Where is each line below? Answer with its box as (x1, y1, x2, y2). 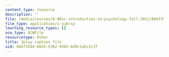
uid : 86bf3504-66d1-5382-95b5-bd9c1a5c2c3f (5, 44, 98, 49)
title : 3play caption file (5, 40, 62, 45)
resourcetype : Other (5, 35, 49, 40)
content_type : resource (5, 7, 55, 12)
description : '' (5, 12, 39, 17)
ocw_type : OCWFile (5, 30, 44, 35)
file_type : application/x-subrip (5, 21, 75, 26)
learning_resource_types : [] (5, 26, 66, 31)
